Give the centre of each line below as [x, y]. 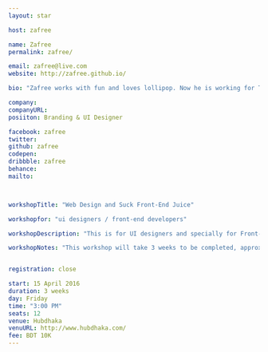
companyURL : [28, 110]
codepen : [23, 154]
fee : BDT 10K [30, 336]
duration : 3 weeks [39, 291]
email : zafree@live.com [48, 66]
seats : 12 [25, 313]
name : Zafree [30, 45]
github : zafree [33, 147]
